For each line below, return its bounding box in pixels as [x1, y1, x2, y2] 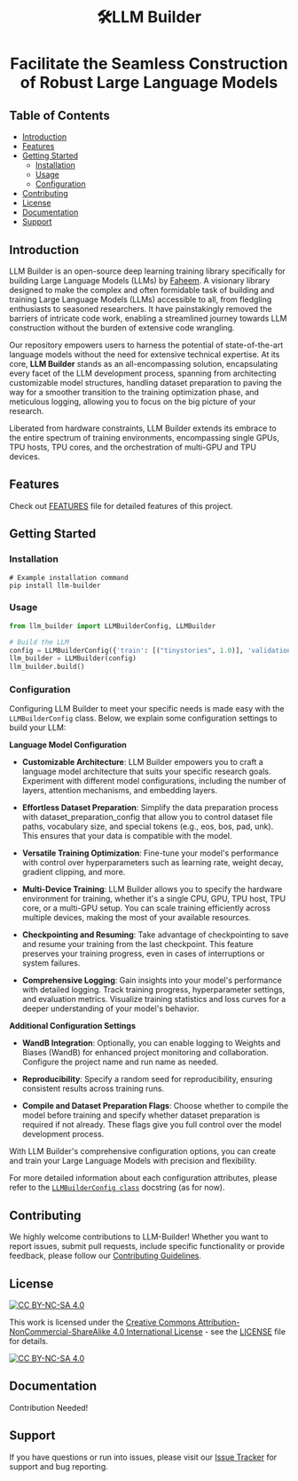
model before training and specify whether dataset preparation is [21, 1110, 261, 1120]
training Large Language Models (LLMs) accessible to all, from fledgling [9, 294, 272, 305]
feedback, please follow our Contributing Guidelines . [9, 1250, 202, 1262]
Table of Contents [9, 107, 111, 123]
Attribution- [198, 1317, 240, 1328]
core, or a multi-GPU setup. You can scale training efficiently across [21, 903, 271, 913]
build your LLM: [9, 722, 67, 733]
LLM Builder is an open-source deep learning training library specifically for [9, 266, 286, 276]
